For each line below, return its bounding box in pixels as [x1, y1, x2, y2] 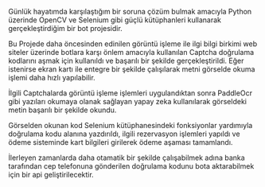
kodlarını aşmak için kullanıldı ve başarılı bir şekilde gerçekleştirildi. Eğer [8, 56, 244, 65]
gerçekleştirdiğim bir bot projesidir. [8, 24, 123, 33]
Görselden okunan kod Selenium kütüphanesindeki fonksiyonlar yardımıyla [8, 121, 253, 130]
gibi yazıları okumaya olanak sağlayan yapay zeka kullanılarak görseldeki [8, 97, 247, 106]
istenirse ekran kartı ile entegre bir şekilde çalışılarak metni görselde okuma [8, 64, 255, 74]
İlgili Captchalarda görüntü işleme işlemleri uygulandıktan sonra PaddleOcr [8, 88, 253, 98]
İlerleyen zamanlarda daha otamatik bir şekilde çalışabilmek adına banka [8, 153, 245, 162]
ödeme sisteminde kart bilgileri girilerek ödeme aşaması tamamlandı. [8, 138, 233, 146]
